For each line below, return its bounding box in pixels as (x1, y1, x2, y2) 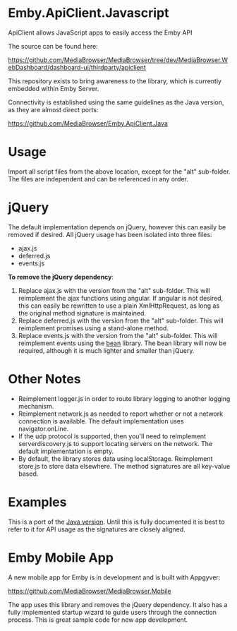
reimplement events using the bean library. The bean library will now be (18, 339, 226, 347)
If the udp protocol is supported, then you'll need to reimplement (18, 432, 207, 440)
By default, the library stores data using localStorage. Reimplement (18, 454, 213, 463)
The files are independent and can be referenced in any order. (8, 174, 189, 183)
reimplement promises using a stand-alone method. (18, 323, 169, 332)
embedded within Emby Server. (8, 84, 99, 92)
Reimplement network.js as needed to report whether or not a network (18, 409, 224, 418)
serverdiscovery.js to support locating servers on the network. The (18, 439, 213, 447)
